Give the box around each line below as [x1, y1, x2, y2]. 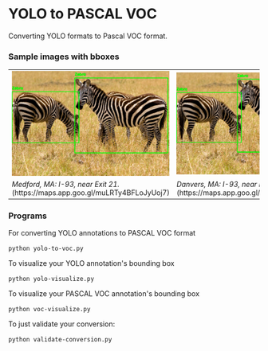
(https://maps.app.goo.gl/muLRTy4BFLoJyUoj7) [11, 188, 170, 197]
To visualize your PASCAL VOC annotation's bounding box [8, 289, 200, 298]
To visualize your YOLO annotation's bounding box [8, 259, 175, 268]
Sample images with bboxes [8, 51, 120, 62]
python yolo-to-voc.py [8, 244, 84, 253]
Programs [8, 210, 48, 221]
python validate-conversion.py [8, 336, 112, 344]
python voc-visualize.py [8, 306, 91, 314]
